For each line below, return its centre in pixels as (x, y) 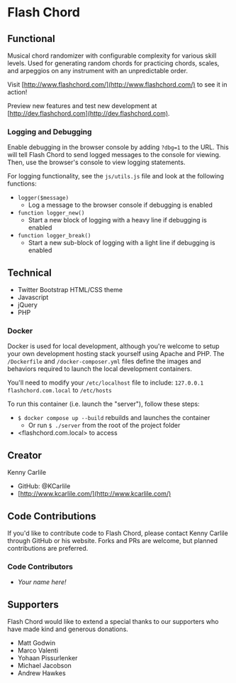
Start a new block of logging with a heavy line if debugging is (117, 220)
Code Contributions (52, 516)
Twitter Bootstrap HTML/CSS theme (70, 290)
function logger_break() (54, 236)
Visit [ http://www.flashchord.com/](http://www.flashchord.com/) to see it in (117, 85)
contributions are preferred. (48, 549)
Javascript (33, 297)
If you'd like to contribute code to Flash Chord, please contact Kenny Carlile (118, 533)
